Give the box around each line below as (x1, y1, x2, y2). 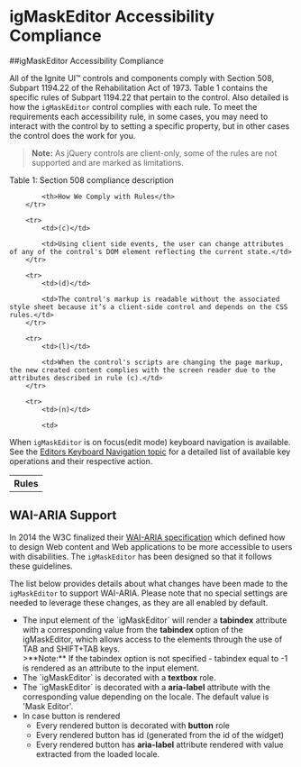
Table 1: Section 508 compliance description (9, 174, 174, 186)
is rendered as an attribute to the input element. (22, 662, 200, 673)
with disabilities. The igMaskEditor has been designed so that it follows (9, 551, 272, 562)
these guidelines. (9, 561, 74, 571)
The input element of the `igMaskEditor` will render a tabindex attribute (22, 615, 287, 625)
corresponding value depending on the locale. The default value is (22, 691, 269, 702)
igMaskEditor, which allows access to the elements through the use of (22, 634, 283, 644)
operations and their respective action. (9, 455, 153, 466)
